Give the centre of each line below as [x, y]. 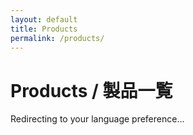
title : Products [44, 29]
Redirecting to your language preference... [97, 119]
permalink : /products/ [57, 38]
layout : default [44, 19]
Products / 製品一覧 [91, 90]
